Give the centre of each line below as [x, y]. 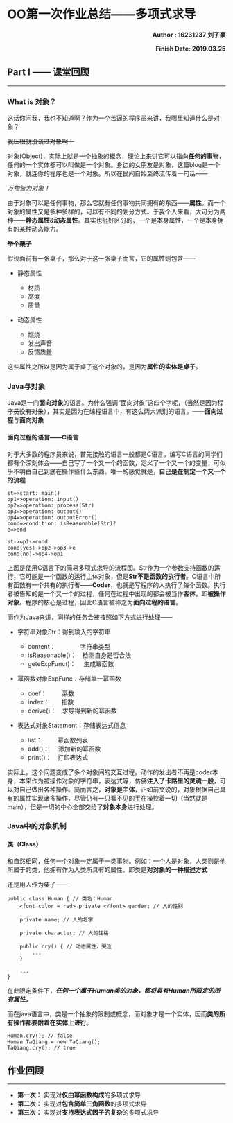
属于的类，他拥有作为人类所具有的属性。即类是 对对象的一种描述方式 [110, 869]
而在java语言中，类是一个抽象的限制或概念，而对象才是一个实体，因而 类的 [113, 1013]
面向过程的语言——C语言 [43, 437]
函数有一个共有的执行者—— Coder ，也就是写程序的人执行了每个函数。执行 [119, 585]
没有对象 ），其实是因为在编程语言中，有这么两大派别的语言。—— [112, 411]
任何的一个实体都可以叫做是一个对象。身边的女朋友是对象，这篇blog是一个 [114, 165]
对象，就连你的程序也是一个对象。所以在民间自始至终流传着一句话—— [107, 173]
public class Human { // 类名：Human [60, 898]
